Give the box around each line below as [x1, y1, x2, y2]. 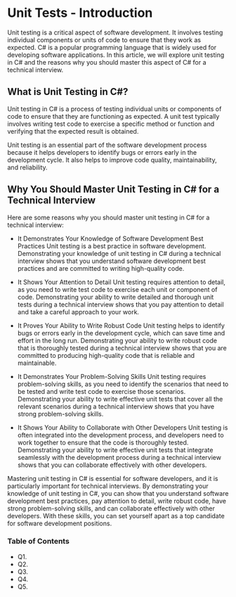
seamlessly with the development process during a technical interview [17, 453, 221, 461]
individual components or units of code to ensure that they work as [7, 35, 202, 44]
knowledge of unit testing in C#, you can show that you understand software [7, 489, 229, 497]
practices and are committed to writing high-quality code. [17, 264, 185, 272]
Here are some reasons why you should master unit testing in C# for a [7, 213, 210, 222]
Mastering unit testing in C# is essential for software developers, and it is [7, 474, 218, 482]
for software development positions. [7, 519, 112, 527]
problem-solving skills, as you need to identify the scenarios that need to [17, 380, 229, 388]
